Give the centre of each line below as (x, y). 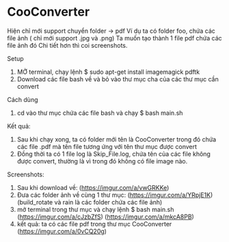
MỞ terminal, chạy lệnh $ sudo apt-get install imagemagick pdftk (108, 72)
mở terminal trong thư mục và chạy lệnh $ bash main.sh (95, 209)
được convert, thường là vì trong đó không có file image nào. (102, 161)
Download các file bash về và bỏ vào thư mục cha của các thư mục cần (118, 79)
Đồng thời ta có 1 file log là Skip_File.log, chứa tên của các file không (113, 154)
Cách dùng (23, 99)
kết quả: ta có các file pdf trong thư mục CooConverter (94, 224)
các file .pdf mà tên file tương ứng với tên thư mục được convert (107, 146)
